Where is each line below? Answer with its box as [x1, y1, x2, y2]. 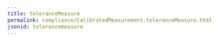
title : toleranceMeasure [7, 10, 80, 17]
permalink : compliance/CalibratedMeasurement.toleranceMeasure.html [7, 17, 213, 24]
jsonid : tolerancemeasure [7, 23, 83, 30]
